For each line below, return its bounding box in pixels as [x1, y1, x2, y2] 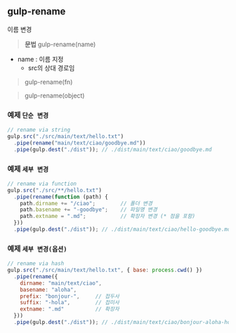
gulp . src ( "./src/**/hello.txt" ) [7, 186, 102, 193]
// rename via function [7, 180, 77, 187]
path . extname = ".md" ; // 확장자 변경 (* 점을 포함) [20, 213, 195, 220]
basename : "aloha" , [20, 286, 77, 293]
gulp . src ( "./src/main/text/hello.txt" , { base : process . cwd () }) [7, 266, 202, 274]
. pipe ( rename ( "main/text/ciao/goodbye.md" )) [13, 140, 146, 147]
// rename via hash [7, 260, 65, 267]
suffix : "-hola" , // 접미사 [20, 299, 119, 306]
